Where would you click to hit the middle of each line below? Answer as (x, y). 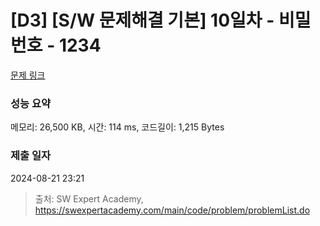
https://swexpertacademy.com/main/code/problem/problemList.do (172, 210)
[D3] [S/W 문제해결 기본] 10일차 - (142, 20)
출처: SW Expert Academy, (89, 198)
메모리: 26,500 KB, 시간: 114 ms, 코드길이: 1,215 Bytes (117, 127)
